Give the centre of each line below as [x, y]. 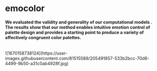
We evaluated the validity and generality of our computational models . [79, 22]
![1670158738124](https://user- [36, 53]
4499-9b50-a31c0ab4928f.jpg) [37, 64]
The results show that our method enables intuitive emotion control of [78, 27]
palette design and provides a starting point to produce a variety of [75, 32]
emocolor [25, 8]
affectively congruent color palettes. [43, 37]
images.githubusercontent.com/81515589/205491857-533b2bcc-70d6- [77, 58]
